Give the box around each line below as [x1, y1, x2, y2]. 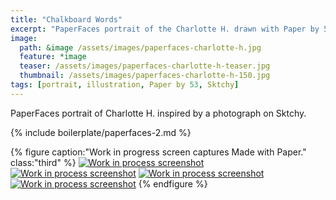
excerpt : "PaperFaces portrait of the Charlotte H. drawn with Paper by [10, 24, 320, 34]
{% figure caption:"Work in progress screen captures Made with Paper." [10, 146, 307, 158]
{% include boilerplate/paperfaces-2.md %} [10, 126, 192, 138]
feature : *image [19, 52, 87, 62]
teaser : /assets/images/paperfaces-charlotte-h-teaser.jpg [19, 61, 271, 71]
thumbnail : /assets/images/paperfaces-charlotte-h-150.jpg [19, 71, 271, 81]
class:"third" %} [10, 156, 77, 168]
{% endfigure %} [138, 177, 208, 190]
